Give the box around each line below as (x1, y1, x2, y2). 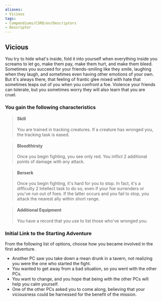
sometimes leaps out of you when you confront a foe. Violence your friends (5, 81, 156, 87)
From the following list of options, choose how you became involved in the (5, 241, 153, 247)
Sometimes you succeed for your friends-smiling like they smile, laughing (5, 66, 151, 72)
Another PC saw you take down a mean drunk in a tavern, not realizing (12, 255, 153, 261)
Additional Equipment (16, 207, 62, 213)
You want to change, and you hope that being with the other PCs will (12, 276, 149, 282)
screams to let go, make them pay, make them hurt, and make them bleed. (5, 61, 153, 67)
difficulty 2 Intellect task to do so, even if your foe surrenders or (16, 186, 144, 192)
